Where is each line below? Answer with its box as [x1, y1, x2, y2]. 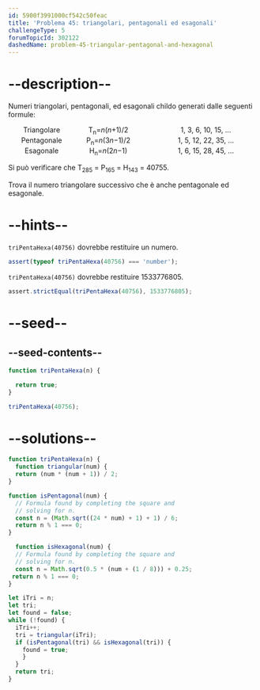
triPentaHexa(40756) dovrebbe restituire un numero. [8, 242, 179, 252]
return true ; [15, 381, 58, 389]
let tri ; [8, 601, 37, 610]
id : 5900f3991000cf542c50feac [8, 11, 108, 20]
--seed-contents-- [8, 345, 103, 359]
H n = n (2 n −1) [89, 146, 128, 157]
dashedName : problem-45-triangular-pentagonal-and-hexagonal [8, 41, 214, 49]
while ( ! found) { [8, 616, 66, 624]
